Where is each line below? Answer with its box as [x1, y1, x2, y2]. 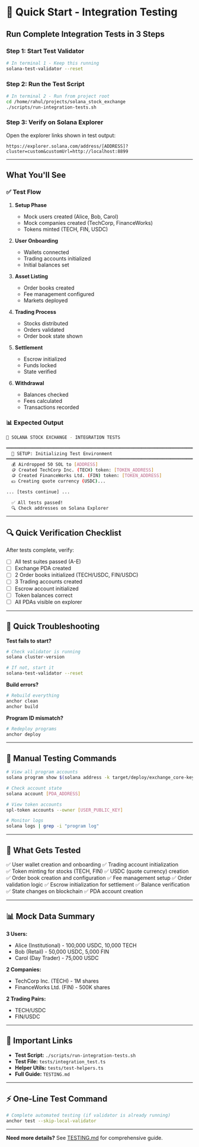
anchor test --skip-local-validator [6, 1118, 97, 1124]
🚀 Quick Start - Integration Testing [6, 5, 178, 19]
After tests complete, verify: [6, 547, 74, 554]
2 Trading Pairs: [6, 995, 46, 1002]
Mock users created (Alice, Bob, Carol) [23, 213, 118, 220]
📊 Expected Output [6, 418, 64, 427]
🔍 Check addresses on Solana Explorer [11, 505, 109, 511]
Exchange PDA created [14, 565, 72, 572]
